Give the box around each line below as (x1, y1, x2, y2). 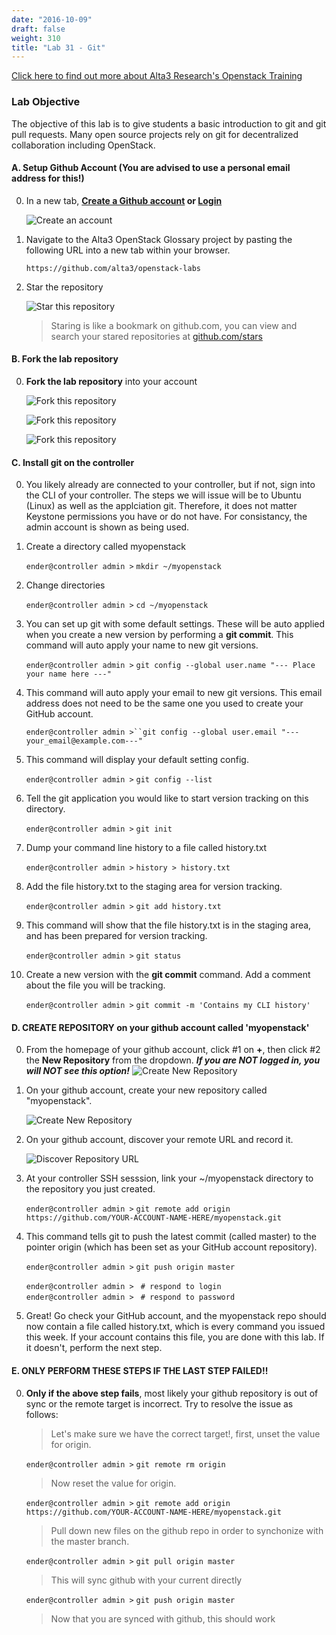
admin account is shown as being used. (25, 521, 190, 533)
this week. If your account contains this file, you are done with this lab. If (25, 1331, 325, 1343)
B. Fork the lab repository (11, 353, 119, 365)
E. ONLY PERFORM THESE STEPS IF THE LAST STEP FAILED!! (11, 1364, 269, 1376)
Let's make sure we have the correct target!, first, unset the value (50, 1427, 321, 1440)
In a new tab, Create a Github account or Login (25, 194, 223, 206)
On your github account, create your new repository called (25, 1084, 268, 1096)
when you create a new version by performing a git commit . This (25, 629, 294, 641)
